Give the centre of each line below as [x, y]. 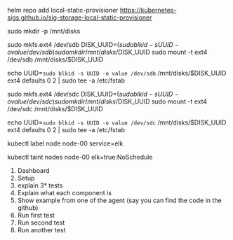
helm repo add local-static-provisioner [63, 10]
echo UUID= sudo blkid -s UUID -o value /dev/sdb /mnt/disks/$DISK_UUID [117, 73]
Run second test [41, 223]
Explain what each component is [65, 193]
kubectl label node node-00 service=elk [65, 143]
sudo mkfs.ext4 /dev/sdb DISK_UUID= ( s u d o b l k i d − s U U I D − [93, 44]
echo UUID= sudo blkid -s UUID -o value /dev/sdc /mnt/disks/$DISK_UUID [117, 122]
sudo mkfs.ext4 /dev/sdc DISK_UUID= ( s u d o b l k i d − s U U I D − [93, 94]
